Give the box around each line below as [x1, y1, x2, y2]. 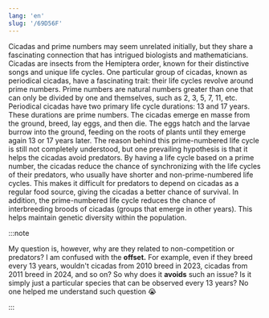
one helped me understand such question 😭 [8, 287, 157, 296]
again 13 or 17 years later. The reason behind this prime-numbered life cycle [8, 135, 259, 145]
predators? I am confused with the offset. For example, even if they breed [8, 252, 253, 262]
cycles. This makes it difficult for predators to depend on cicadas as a [8, 178, 239, 188]
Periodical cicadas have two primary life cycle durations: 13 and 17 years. [8, 101, 251, 111]
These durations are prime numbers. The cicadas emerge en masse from [8, 109, 251, 119]
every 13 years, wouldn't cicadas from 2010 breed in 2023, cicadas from [8, 261, 248, 271]
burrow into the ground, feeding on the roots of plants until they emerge [8, 126, 247, 137]
